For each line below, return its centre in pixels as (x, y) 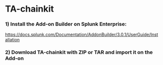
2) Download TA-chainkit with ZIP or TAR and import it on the (79, 52)
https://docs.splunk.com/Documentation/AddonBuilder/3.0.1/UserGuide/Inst (82, 34)
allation (13, 40)
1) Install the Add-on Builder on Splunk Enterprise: (66, 24)
